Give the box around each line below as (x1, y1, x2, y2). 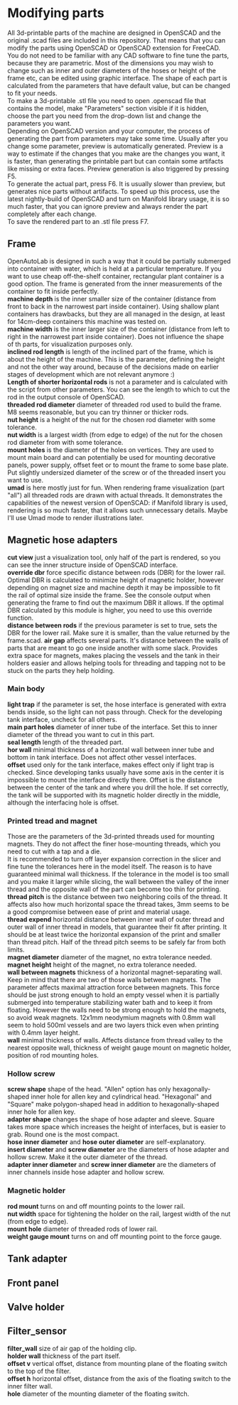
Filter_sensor (7, 1325, 67, 1337)
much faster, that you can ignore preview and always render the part (7, 202, 208, 210)
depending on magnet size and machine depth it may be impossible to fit (7, 583, 221, 591)
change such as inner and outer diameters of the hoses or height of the (7, 66, 217, 75)
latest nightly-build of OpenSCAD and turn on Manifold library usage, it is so (7, 194, 229, 203)
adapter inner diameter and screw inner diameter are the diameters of (7, 1161, 217, 1169)
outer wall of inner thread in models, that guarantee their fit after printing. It (7, 922, 227, 932)
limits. (7, 945, 25, 954)
